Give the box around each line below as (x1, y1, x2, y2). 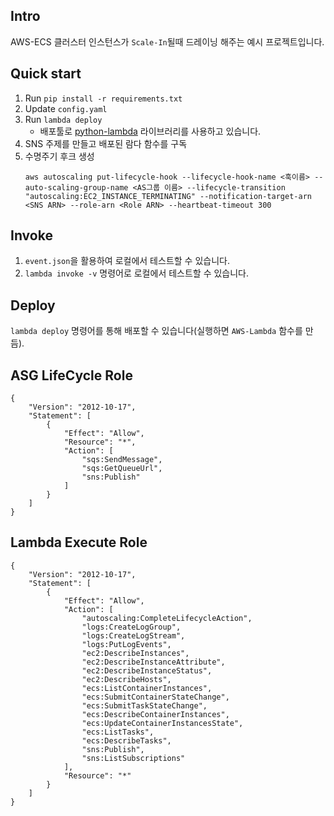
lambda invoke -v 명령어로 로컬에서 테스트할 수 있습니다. (24, 267, 250, 279)
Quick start (10, 65, 82, 83)
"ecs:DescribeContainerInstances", (81, 709, 230, 719)
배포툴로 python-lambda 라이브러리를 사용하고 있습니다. (39, 125, 262, 137)
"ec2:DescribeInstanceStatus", (81, 665, 213, 676)
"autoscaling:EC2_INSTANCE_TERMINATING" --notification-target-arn (24, 191, 312, 201)
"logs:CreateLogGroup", (81, 622, 182, 632)
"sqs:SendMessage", (81, 455, 163, 465)
